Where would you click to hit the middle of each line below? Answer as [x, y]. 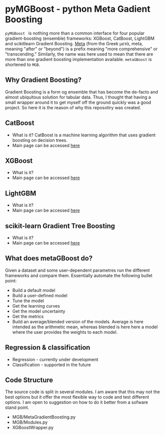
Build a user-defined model [40, 295]
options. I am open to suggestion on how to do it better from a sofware [77, 403]
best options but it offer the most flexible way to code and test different [77, 397]
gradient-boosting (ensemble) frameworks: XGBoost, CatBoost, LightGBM [80, 38]
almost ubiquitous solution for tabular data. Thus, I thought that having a [78, 97]
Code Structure [29, 380]
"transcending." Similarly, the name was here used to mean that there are [79, 54]
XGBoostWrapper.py [33, 428]
